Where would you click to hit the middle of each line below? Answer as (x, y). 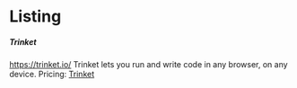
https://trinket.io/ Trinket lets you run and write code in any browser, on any (149, 65)
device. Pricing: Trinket (52, 75)
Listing (35, 17)
